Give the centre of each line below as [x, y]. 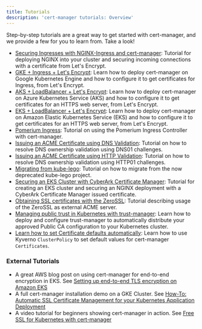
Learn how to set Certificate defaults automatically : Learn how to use [101, 233]
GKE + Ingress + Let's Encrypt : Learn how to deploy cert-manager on [102, 72]
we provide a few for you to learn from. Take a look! [70, 41]
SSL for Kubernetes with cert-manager [63, 319]
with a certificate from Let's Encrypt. [61, 66]
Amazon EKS [31, 287]
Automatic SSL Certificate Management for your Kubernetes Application [105, 300]
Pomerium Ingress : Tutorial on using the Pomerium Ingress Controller [101, 130]
